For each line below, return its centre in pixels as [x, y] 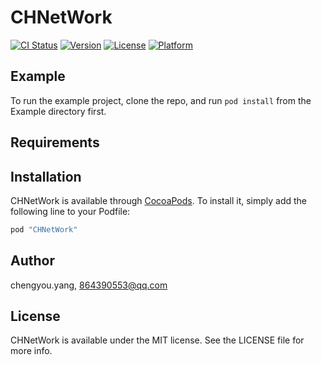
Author [32, 261]
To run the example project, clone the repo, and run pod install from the [161, 100]
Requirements [55, 142]
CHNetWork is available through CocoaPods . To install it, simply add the [159, 200]
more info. [31, 351]
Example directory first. [58, 111]
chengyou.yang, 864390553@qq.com [89, 285]
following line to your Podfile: [70, 211]
